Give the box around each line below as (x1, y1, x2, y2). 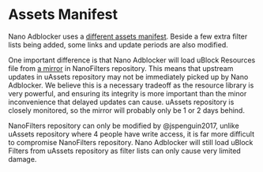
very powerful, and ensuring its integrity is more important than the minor (8, 88, 247, 98)
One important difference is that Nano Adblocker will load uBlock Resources (8, 55, 256, 65)
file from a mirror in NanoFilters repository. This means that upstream (8, 63, 234, 73)
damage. (8, 154, 37, 163)
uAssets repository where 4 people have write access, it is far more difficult (8, 129, 255, 139)
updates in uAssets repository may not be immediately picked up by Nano (8, 72, 249, 81)
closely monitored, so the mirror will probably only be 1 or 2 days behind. (8, 105, 245, 115)
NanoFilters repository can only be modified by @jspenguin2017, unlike (8, 121, 239, 130)
